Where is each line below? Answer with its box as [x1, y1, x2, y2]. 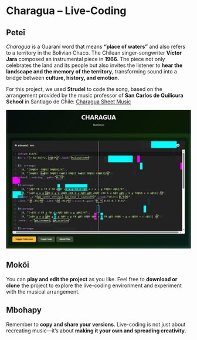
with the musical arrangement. [6, 288, 80, 295]
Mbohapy [6, 305, 42, 315]
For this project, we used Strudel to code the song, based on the [6, 86, 162, 92]
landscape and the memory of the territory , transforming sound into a [6, 68, 178, 75]
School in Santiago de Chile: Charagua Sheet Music [6, 98, 131, 105]
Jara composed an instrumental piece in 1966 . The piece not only [6, 56, 165, 62]
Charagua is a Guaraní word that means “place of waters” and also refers [6, 43, 186, 50]
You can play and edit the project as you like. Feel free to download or [6, 275, 178, 282]
